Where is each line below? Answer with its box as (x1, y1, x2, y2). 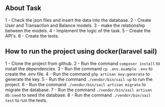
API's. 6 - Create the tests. (5, 33, 59, 39)
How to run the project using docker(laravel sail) (5, 47, 158, 56)
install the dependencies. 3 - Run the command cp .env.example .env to (5, 65, 153, 71)
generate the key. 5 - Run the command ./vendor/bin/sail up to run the (5, 76, 153, 82)
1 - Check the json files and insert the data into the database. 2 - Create (5, 17, 152, 23)
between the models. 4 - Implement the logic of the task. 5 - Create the (5, 27, 151, 34)
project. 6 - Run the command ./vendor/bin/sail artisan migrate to (5, 81, 146, 87)
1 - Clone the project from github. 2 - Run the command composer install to (5, 60, 161, 66)
